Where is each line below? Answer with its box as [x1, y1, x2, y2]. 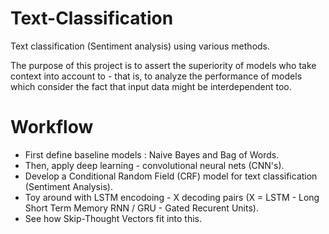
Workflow [10, 116, 94, 139]
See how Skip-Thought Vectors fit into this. [24, 212, 203, 224]
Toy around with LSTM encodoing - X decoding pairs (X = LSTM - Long [24, 191, 320, 203]
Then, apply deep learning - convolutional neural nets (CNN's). [24, 159, 285, 171]
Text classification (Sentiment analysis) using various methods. [10, 40, 271, 52]
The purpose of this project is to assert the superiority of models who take [10, 59, 317, 71]
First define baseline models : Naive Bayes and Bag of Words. [24, 148, 280, 161]
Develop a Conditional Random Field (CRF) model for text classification [24, 170, 318, 182]
